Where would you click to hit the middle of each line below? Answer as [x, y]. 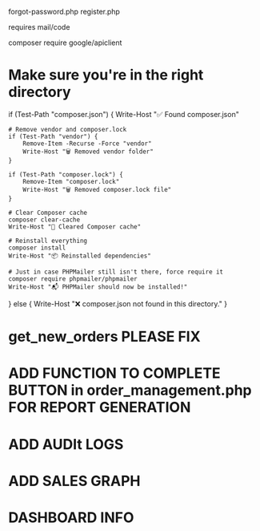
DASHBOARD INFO [71, 517]
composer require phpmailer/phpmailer [73, 279]
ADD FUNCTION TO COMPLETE [115, 373]
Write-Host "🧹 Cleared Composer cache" [75, 227]
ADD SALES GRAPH [74, 481]
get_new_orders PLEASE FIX [105, 337]
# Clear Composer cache [48, 213]
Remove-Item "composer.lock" [71, 181]
